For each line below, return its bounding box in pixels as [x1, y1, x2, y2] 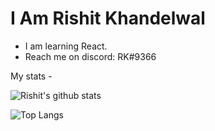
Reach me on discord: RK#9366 [24, 50, 157, 62]
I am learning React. [24, 40, 108, 52]
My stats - [10, 70, 53, 82]
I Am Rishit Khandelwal [10, 7, 206, 30]
